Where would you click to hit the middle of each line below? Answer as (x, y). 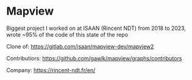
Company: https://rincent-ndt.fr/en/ (51, 70)
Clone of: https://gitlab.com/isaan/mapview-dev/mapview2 (80, 46)
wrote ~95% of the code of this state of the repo (67, 34)
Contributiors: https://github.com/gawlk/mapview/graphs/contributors (94, 58)
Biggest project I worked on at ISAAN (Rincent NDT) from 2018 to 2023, (96, 28)
